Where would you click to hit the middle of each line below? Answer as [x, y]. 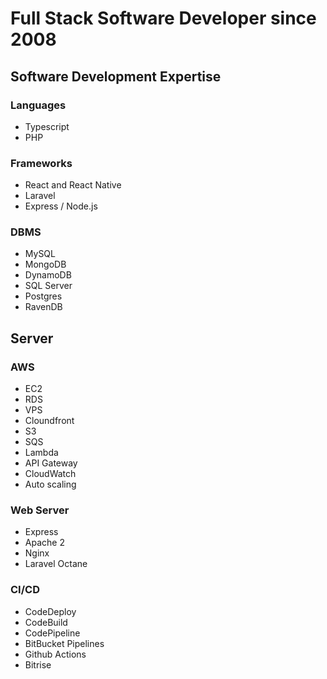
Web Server [40, 510]
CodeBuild [46, 622]
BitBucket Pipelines [64, 643]
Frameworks [41, 163]
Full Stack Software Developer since [163, 18]
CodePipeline [52, 633]
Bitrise [38, 664]
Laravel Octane [56, 564]
